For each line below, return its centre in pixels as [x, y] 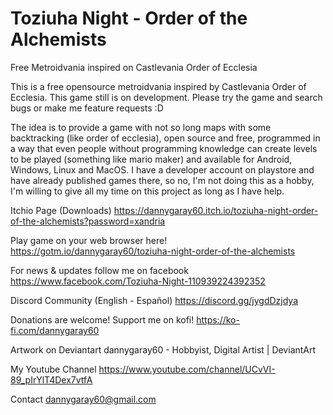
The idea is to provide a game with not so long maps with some [141, 127]
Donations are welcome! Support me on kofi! [102, 319]
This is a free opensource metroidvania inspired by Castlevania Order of [158, 86]
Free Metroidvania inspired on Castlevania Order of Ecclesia [134, 67]
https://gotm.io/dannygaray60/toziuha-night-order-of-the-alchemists [153, 251]
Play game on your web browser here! [89, 240]
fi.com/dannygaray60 [55, 330]
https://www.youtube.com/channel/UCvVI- [187, 369]
